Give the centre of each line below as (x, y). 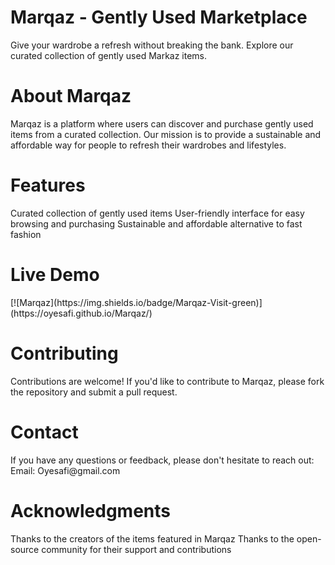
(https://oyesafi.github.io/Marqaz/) (81, 313)
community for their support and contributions (136, 549)
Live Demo (55, 275)
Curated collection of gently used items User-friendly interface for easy (157, 213)
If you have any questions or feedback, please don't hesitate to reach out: (162, 460)
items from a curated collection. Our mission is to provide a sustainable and (166, 134)
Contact (44, 432)
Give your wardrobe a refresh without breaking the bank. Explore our (152, 45)
